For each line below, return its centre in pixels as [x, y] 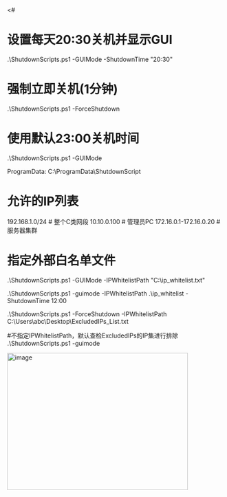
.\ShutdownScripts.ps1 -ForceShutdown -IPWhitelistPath [87, 314]
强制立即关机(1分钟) [63, 89]
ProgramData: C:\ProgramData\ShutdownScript [74, 171]
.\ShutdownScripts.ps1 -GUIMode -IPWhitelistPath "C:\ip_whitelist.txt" [106, 280]
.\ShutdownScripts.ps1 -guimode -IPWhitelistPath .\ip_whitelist [96, 293]
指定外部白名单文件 [62, 260]
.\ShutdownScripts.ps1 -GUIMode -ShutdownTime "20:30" [90, 59]
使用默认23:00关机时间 [73, 139]
